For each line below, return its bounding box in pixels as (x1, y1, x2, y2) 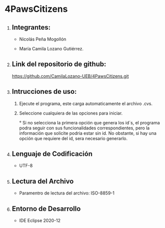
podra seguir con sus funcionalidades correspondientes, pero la (19, 125, 150, 131)
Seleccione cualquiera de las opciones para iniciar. (19, 110, 123, 116)
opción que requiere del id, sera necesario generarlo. (19, 135, 128, 141)
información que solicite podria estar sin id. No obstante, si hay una (19, 130, 157, 136)
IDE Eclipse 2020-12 (19, 218, 61, 224)
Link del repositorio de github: (11, 60, 107, 69)
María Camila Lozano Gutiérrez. (19, 46, 84, 51)
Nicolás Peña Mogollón (19, 36, 67, 42)
